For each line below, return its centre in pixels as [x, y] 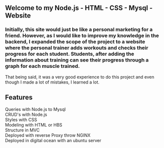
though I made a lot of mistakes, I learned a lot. [52, 82]
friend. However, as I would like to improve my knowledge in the [82, 36]
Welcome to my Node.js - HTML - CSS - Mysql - [79, 8]
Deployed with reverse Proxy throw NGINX [48, 135]
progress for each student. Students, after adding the [70, 54]
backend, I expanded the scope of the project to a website [75, 42]
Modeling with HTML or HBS [34, 125]
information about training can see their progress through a [77, 60]
